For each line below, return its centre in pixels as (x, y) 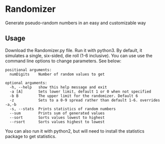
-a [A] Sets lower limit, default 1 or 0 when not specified (81, 92)
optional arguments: (26, 83)
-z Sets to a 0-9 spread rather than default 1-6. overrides (85, 100)
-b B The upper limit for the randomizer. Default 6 (74, 96)
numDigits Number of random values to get (57, 74)
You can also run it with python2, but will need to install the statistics (75, 131)
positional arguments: (28, 70)
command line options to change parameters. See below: (63, 61)
